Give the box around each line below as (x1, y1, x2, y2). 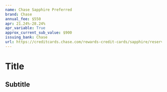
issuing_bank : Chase (5, 35, 48, 40)
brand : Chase (5, 12, 32, 17)
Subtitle (5, 80, 30, 89)
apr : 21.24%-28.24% (5, 21, 46, 26)
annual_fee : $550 (5, 16, 41, 21)
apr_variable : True (5, 26, 46, 31)
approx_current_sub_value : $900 (5, 30, 72, 35)
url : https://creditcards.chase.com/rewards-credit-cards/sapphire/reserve (5, 40, 166, 45)
